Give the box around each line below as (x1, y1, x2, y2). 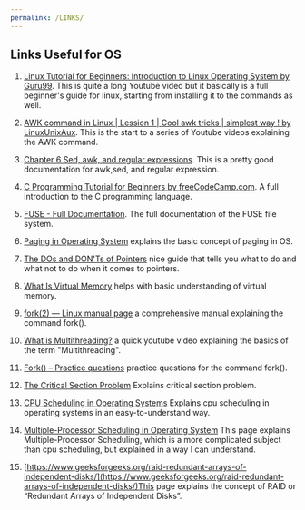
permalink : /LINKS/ (10, 13, 84, 23)
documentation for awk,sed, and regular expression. (23, 164, 220, 175)
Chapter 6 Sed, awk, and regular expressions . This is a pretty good (23, 154, 274, 165)
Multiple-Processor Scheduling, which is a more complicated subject (23, 435, 281, 446)
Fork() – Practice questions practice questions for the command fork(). (23, 362, 289, 373)
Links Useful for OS (10, 47, 122, 63)
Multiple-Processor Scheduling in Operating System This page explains (23, 425, 291, 436)
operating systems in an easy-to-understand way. (23, 407, 211, 418)
